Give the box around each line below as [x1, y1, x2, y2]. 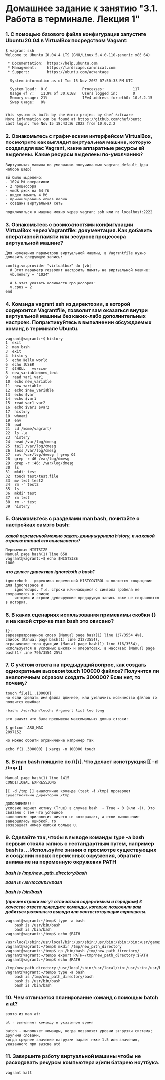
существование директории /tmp [5, 793, 70, 797]
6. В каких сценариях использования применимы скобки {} [5, 611, 156, 618]
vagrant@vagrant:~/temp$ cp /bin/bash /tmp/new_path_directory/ [5, 948, 140, 953]
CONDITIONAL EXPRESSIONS [5, 780, 56, 785]
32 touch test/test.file [5, 474, 58, 479]
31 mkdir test [5, 470, 37, 475]
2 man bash [5, 345, 30, 350]
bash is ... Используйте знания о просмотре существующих [5, 846, 157, 853]
